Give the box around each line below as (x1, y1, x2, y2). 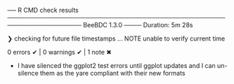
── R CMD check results (7, 6, 79, 14)
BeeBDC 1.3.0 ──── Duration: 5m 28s (83, 21, 193, 29)
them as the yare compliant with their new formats (39, 69, 186, 77)
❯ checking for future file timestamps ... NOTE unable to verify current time (7, 34, 226, 43)
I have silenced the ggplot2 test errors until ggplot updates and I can (17, 62, 216, 69)
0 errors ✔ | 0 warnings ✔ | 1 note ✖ (7, 48, 112, 56)
